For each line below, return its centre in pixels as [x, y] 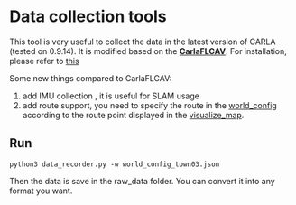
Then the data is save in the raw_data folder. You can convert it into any [142, 181]
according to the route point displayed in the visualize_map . [133, 115]
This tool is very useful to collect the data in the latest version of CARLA [143, 42]
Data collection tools [88, 17]
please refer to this [44, 61]
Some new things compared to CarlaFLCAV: [91, 78]
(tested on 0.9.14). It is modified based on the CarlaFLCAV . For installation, [148, 51]
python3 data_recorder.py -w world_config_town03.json [115, 164]
